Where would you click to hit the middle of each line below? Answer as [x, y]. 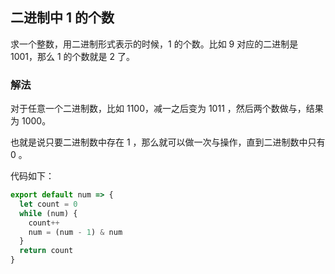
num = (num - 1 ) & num [75, 232]
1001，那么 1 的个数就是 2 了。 [73, 56]
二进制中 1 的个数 [62, 18]
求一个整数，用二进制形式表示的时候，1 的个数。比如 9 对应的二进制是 [154, 44]
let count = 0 [48, 204]
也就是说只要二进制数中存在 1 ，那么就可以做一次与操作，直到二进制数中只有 [168, 142]
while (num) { [48, 213]
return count [46, 251]
